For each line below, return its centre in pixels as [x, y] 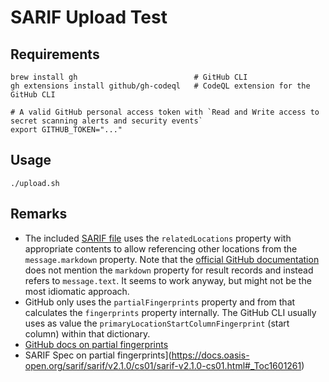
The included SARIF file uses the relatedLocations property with [158, 238]
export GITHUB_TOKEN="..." [66, 130]
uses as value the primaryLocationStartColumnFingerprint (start [157, 323]
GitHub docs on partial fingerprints [96, 344]
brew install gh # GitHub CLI [129, 77]
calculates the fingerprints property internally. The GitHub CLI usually [170, 312]
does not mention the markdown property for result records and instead [169, 270]
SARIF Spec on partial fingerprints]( [98, 355]
